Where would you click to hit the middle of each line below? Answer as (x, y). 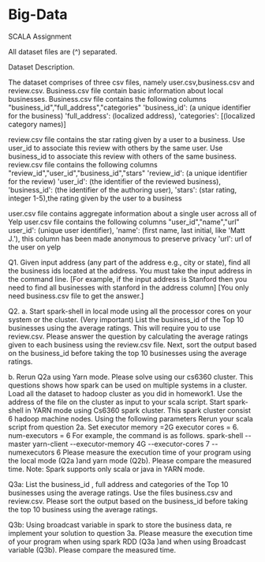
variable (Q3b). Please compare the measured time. (92, 549)
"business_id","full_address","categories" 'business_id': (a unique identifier (129, 107)
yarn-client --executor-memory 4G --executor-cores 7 (121, 444)
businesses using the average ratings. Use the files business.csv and (120, 493)
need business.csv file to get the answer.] (76, 296)
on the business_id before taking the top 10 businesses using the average (127, 353)
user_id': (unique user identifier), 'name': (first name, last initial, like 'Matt (127, 230)
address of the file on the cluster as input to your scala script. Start (117, 402)
